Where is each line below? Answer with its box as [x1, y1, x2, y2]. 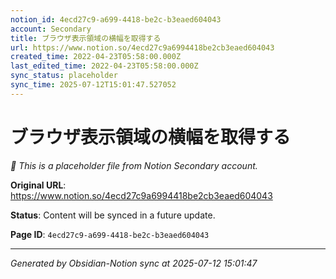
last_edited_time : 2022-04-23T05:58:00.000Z [10, 61, 199, 71]
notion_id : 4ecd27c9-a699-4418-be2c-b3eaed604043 [10, 14, 222, 25]
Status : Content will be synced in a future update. [10, 209, 216, 221]
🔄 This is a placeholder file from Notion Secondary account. [10, 159, 258, 171]
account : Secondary [10, 24, 92, 34]
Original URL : [10, 179, 67, 191]
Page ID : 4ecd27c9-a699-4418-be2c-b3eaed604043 [10, 228, 210, 240]
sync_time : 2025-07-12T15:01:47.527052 [10, 80, 177, 90]
